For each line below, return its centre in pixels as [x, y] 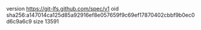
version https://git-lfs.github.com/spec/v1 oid [63, 9]
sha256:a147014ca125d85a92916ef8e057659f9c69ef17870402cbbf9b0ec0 [100, 15]
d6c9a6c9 [19, 21]
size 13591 [46, 21]
